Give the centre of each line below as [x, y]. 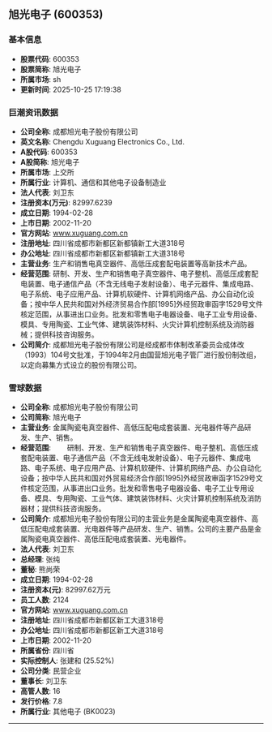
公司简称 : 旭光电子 [51, 417]
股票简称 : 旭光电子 [51, 69]
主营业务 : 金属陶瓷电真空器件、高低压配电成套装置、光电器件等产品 [132, 428]
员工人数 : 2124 [45, 600]
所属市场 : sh [40, 79]
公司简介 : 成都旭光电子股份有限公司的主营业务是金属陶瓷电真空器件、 [136, 519]
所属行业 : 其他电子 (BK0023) [68, 712]
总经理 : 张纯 [40, 559]
